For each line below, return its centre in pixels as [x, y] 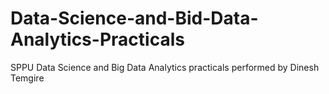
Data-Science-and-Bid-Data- [134, 18]
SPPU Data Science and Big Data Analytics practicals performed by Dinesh [165, 67]
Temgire [27, 78]
